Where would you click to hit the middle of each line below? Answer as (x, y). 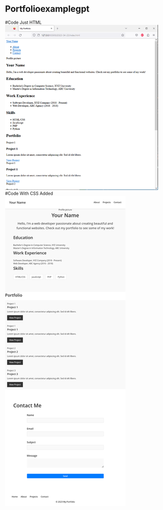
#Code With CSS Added (29, 193)
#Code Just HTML (24, 22)
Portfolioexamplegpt (47, 9)
